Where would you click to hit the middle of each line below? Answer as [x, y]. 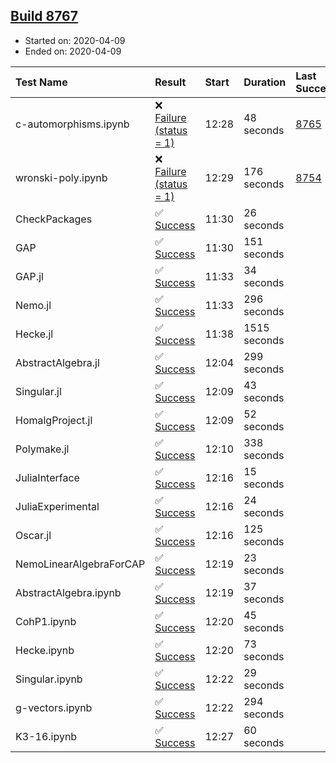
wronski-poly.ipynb [61, 177]
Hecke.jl [34, 334]
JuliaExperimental [57, 506]
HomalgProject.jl [54, 420]
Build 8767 [44, 16]
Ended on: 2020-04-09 [73, 51]
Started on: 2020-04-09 [75, 40]
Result [170, 82]
